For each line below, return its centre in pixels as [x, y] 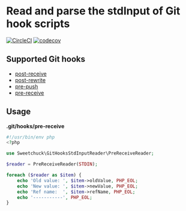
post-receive [31, 74]
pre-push [26, 86]
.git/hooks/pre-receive [35, 126]
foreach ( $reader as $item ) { [44, 175]
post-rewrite [30, 80]
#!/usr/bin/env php [31, 137]
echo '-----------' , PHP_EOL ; [55, 197]
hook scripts [38, 24]
